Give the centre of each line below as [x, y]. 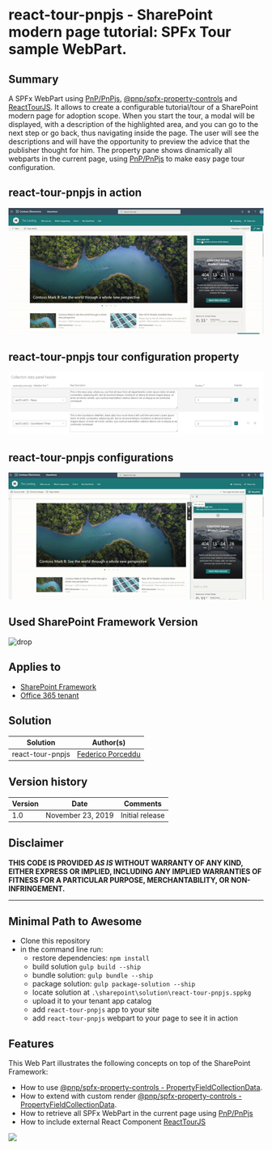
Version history [48, 782]
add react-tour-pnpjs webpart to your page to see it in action [135, 1018]
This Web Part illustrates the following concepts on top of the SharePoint [130, 1063]
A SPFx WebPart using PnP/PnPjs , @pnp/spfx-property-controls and [123, 98]
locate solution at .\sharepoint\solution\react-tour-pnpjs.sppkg [142, 992]
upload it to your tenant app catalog [92, 1001]
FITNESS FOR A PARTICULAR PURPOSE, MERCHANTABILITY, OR [119, 880]
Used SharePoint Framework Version [103, 622]
